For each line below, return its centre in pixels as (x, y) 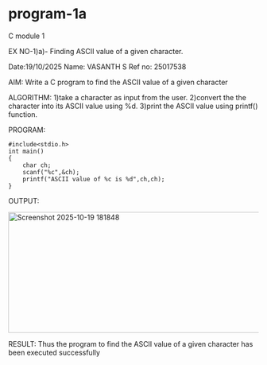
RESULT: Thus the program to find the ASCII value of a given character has (131, 344)
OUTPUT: (24, 200)
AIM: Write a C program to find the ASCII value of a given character (118, 82)
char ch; (37, 165)
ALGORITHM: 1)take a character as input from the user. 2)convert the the (127, 97)
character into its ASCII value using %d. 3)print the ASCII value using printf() (133, 106)
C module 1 (27, 36)
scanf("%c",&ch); (51, 172)
